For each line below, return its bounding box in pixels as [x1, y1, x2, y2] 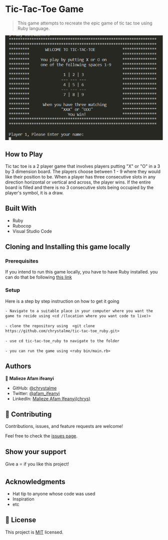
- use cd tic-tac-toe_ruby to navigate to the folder [5, 338, 120, 343]
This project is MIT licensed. [5, 529, 63, 535]
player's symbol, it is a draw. [5, 189, 64, 195]
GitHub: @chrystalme [12, 385, 57, 391]
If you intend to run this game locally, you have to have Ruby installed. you [5, 269, 158, 275]
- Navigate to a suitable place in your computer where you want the [5, 308, 153, 313]
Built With [5, 204, 36, 213]
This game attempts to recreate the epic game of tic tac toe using [17, 20, 152, 26]
